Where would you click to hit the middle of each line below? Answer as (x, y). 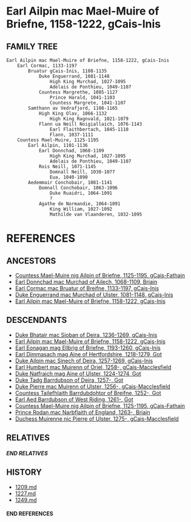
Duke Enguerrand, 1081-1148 (74, 76)
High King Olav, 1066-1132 (73, 114)
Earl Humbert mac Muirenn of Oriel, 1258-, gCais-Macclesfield (93, 367)
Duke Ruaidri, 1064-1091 (81, 193)
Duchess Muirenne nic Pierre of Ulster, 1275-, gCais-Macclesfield (97, 419)
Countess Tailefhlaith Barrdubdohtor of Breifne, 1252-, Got (88, 393)
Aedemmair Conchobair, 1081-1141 (70, 183)
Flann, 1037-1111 (72, 135)
